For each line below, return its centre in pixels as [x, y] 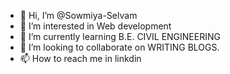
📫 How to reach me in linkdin [80, 58]
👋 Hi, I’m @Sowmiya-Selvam [78, 15]
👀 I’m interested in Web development [95, 26]
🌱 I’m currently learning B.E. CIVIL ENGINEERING [120, 36]
